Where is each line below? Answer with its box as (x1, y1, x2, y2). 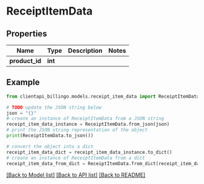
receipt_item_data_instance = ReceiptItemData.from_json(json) (6, 121, 170, 128)
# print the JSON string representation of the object (6, 127, 148, 133)
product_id (9, 56, 41, 65)
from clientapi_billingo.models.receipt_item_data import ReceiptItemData (6, 93, 200, 100)
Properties (6, 29, 47, 39)
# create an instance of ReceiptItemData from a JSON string (6, 115, 165, 122)
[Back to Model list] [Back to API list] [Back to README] (6, 171, 146, 179)
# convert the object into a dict (6, 143, 94, 149)
